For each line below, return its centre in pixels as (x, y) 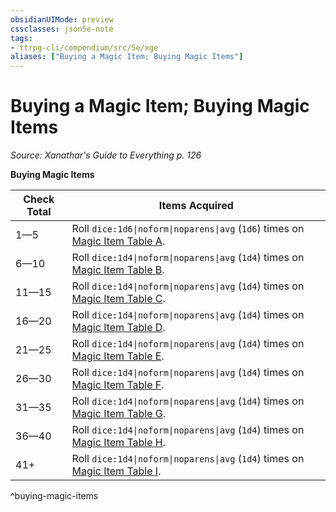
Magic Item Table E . (118, 356)
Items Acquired (196, 206)
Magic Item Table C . (118, 299)
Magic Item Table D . (118, 328)
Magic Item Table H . (119, 443)
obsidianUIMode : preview (62, 19)
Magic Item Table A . (118, 241)
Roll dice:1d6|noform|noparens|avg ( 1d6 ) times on (188, 229)
